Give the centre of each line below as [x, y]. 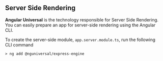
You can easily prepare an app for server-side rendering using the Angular [80, 25]
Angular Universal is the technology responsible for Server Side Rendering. [82, 20]
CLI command [19, 45]
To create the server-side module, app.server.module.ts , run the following [80, 40]
